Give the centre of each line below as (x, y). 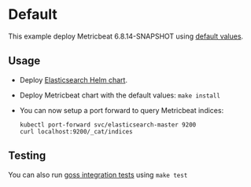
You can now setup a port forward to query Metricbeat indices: (122, 110)
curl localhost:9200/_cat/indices (76, 131)
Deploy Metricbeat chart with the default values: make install (120, 95)
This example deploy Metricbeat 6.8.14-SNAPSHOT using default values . (126, 36)
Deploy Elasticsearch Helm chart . (74, 79)
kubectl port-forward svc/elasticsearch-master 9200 (108, 125)
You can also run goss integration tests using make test (98, 174)
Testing (27, 156)
